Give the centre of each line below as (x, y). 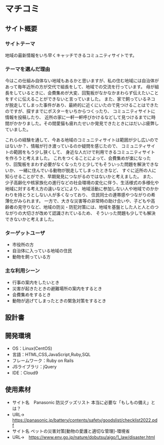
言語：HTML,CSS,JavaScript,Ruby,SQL (51, 354)
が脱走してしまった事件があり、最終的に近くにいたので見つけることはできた (82, 105)
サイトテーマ (20, 43)
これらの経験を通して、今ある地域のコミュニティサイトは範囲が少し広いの (80, 140)
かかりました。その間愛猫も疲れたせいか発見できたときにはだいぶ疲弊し (86, 124)
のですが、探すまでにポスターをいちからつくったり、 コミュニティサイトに (80, 111)
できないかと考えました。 (30, 219)
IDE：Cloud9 (25, 373)
